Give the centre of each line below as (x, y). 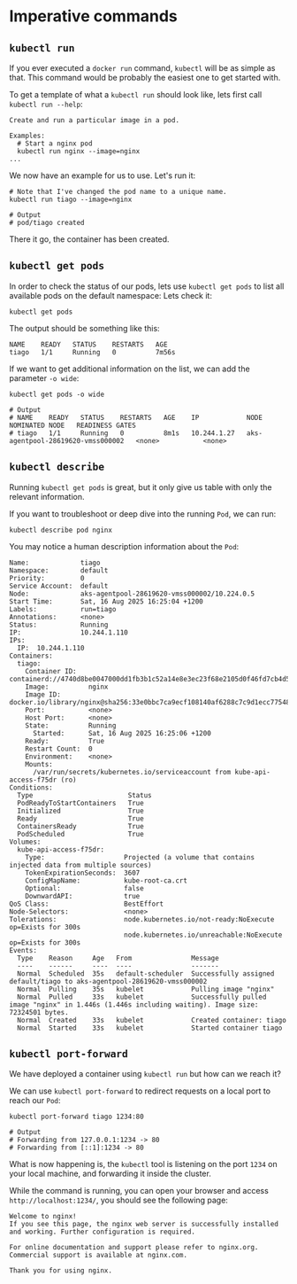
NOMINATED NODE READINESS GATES (73, 425)
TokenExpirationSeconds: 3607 (83, 873)
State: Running (71, 725)
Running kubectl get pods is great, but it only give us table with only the (141, 487)
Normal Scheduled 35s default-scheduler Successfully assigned (146, 973)
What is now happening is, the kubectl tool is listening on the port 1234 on (143, 1164)
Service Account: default (59, 586)
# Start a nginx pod (55, 144)
